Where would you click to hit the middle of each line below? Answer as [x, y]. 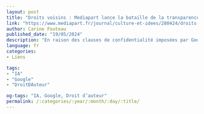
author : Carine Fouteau [36, 29]
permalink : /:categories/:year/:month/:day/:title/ [73, 102]
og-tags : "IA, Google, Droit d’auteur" [57, 96]
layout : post [23, 12]
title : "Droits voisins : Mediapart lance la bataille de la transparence [103, 18]
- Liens [16, 57]
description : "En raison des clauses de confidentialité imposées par [97, 40]
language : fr [23, 46]
